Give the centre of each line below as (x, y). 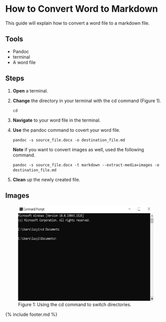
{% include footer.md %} (31, 314)
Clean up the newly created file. (46, 179)
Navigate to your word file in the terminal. (57, 120)
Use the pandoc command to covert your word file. (66, 130)
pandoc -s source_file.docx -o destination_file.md (69, 140)
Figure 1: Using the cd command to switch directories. (75, 305)
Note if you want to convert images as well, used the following (78, 149)
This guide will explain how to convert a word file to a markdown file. (77, 23)
